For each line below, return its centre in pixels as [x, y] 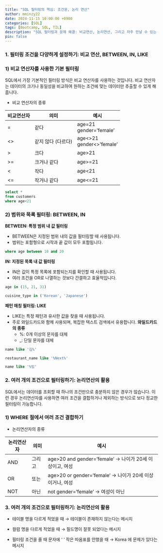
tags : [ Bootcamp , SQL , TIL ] [33, 28]
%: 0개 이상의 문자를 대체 [43, 334]
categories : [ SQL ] [24, 23]
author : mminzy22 [23, 14]
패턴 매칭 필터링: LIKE [26, 306]
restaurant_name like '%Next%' [37, 358]
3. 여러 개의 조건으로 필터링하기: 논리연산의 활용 [57, 507]
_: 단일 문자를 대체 [36, 340]
